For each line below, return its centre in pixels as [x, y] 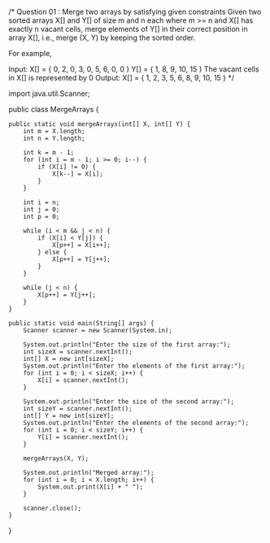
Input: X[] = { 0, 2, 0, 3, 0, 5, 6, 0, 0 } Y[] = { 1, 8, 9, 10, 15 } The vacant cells [134, 69]
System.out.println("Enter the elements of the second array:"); [136, 423]
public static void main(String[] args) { [81, 324]
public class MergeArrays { [54, 109]
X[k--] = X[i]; [78, 174]
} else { [52, 252]
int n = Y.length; [54, 138]
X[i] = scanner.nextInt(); [83, 380]
